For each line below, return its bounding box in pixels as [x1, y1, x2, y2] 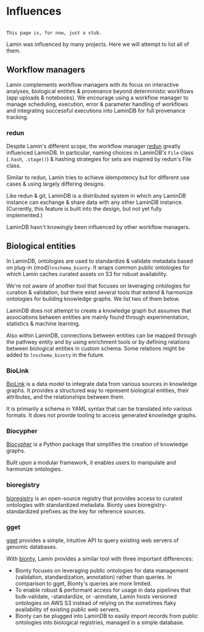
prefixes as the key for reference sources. [40, 507, 146, 515]
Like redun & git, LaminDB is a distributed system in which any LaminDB [6, 192, 186, 200]
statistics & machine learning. [6, 319, 80, 327]
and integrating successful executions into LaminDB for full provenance [6, 107, 186, 114]
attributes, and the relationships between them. [6, 393, 125, 401]
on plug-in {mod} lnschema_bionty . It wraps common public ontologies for [6, 264, 190, 271]
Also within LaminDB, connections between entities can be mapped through [6, 332, 197, 339]
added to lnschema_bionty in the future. [6, 351, 105, 358]
